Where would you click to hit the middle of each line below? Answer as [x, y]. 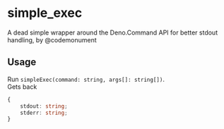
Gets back [22, 87]
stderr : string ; [44, 113]
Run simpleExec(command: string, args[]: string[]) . [86, 79]
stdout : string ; [44, 106]
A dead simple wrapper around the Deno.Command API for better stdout [112, 32]
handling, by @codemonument [52, 39]
